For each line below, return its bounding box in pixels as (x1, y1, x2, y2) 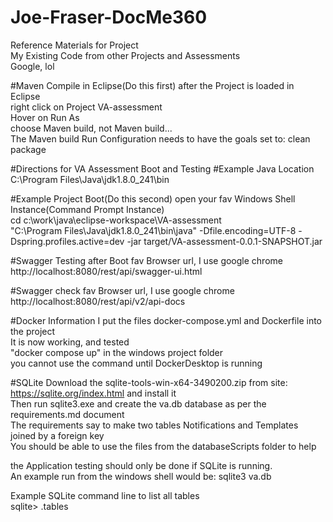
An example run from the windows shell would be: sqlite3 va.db (10, 470, 272, 482)
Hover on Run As (10, 111, 80, 123)
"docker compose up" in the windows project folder (10, 346, 224, 358)
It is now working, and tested (10, 336, 130, 348)
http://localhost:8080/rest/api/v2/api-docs (10, 295, 186, 307)
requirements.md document (10, 408, 125, 420)
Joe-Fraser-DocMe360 (10, 6, 208, 29)
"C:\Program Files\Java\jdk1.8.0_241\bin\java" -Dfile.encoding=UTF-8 (10, 224, 297, 236)
